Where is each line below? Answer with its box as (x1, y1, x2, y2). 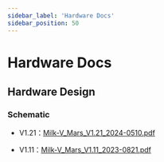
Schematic (7, 109, 50, 120)
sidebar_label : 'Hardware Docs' (7, 11, 115, 20)
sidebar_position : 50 (7, 19, 80, 27)
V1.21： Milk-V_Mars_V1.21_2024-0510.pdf (18, 128, 156, 138)
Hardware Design (7, 85, 96, 99)
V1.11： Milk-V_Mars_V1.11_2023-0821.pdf (18, 145, 152, 155)
